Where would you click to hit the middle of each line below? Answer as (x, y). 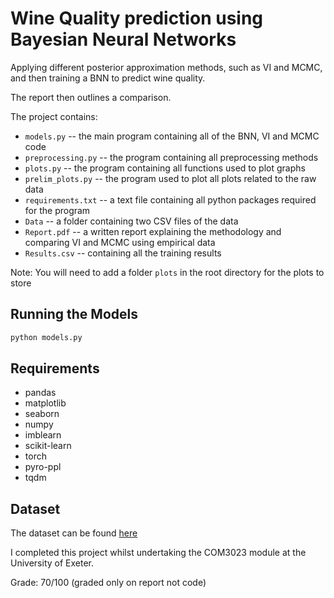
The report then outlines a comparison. (91, 97)
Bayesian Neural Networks (123, 39)
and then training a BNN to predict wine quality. (108, 78)
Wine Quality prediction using (137, 18)
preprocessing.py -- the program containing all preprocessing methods (171, 157)
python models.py (46, 337)
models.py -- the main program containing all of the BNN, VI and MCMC (172, 136)
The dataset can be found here (74, 533)
